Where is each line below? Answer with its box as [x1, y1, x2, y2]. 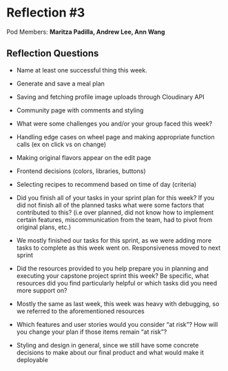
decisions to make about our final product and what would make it [16, 348, 205, 357]
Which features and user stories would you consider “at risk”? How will [16, 320, 218, 328]
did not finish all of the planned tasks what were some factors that [16, 201, 205, 209]
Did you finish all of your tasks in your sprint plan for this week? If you [16, 193, 215, 201]
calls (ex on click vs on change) [16, 140, 107, 148]
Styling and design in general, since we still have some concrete [16, 341, 199, 349]
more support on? [16, 286, 68, 294]
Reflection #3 [6, 5, 85, 21]
